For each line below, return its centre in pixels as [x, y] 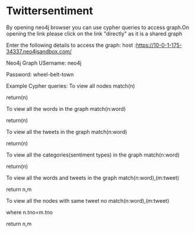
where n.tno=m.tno [30, 212]
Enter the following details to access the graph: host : [71, 45]
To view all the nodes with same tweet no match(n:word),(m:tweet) [88, 200]
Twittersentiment [49, 11]
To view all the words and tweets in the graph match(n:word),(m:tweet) [93, 178]
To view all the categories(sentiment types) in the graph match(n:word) [93, 155]
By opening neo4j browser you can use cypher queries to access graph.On [98, 27]
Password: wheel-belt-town [40, 74]
